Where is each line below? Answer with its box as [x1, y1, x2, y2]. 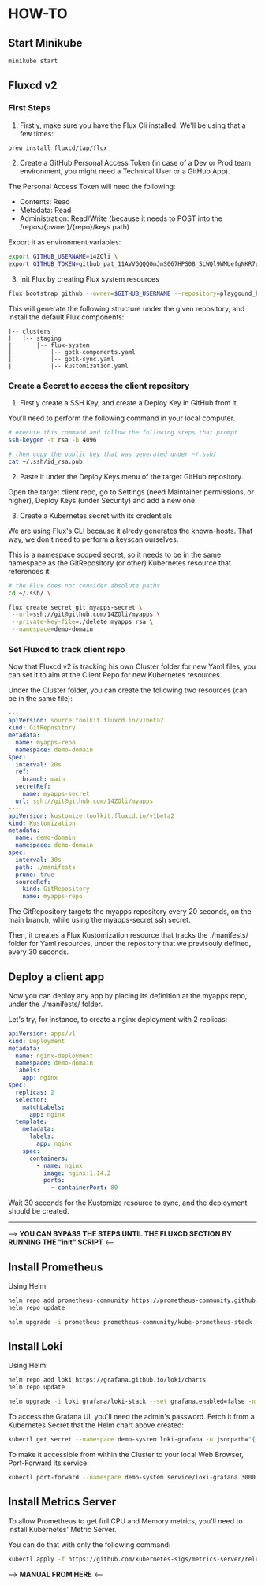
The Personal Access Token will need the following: [8, 182, 176, 192]
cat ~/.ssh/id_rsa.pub [8, 457, 83, 465]
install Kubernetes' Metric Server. [8, 1524, 117, 1534]
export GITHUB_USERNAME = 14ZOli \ [8, 253, 118, 261]
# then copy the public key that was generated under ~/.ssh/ [8, 450, 217, 458]
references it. [8, 566, 52, 576]
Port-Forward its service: [8, 1458, 89, 1468]
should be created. [8, 1206, 69, 1216]
